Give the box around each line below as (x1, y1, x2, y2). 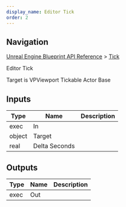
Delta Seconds (33, 142, 75, 150)
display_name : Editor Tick (6, 8, 75, 15)
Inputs (6, 94, 31, 104)
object (9, 132, 27, 140)
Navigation (6, 37, 48, 47)
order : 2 (6, 15, 28, 21)
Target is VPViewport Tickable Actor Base (6, 76, 111, 84)
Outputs (6, 162, 38, 172)
